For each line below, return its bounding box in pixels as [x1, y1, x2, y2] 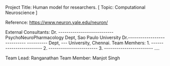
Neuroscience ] [5, 10, 38, 16]
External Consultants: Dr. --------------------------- [5, 29, 114, 35]
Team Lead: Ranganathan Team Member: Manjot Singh [5, 55, 120, 61]
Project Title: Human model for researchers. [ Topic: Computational [5, 5, 146, 10]
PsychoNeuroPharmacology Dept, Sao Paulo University [5, 35, 121, 40]
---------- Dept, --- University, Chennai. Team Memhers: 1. [27, 40, 150, 46]
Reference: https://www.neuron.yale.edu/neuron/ [5, 20, 108, 25]
